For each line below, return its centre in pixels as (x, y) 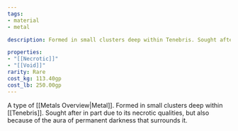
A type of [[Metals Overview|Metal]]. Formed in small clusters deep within (115, 105)
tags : (15, 14)
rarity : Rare (27, 72)
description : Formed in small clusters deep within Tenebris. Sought (112, 39)
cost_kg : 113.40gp (34, 78)
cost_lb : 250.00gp (34, 85)
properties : (25, 52)
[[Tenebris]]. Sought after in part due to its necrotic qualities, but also (108, 113)
